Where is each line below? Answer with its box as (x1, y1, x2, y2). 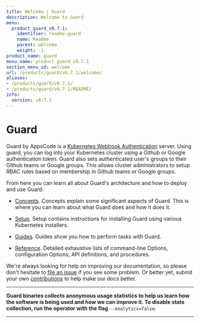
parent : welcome (17, 42, 58, 48)
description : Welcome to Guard (6, 14, 84, 20)
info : (6, 92, 20, 98)
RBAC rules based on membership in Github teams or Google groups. (6, 168, 176, 175)
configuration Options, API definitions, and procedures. (14, 250, 151, 258)
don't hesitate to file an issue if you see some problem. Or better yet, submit (6, 268, 193, 275)
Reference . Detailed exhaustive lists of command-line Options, (14, 244, 168, 252)
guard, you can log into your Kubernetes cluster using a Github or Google (6, 149, 186, 156)
